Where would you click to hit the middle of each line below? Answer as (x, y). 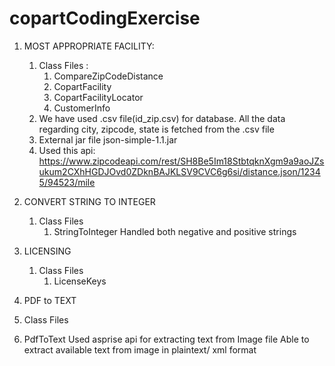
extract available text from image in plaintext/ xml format (140, 349)
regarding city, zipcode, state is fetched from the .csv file (156, 129)
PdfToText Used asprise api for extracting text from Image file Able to (166, 339)
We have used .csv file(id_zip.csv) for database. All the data (162, 118)
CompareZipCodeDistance (108, 76)
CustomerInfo (82, 108)
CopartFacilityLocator (98, 97)
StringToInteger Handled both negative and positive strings (175, 231)
